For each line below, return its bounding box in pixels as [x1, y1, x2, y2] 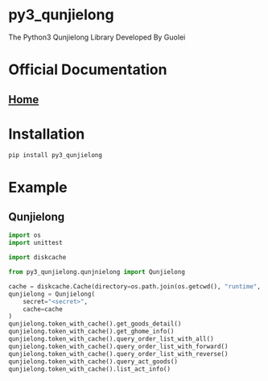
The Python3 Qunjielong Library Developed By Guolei [8, 32, 186, 42]
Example [8, 178, 68, 197]
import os [8, 231, 42, 239]
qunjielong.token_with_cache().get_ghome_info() [8, 328, 175, 336]
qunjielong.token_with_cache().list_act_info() [8, 365, 171, 373]
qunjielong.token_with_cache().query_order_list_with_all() [8, 335, 215, 343]
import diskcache [8, 254, 67, 262]
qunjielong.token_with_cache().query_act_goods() [8, 357, 179, 366]
